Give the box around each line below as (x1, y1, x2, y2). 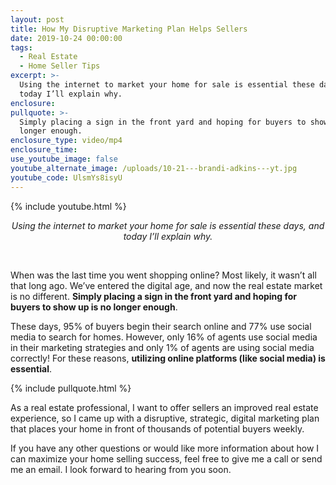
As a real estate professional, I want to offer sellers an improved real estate (10, 401, 319, 413)
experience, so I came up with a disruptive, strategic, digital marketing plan (10, 412, 320, 424)
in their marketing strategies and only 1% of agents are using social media (10, 341, 315, 353)
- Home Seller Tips (19, 61, 101, 71)
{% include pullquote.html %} (10, 382, 132, 394)
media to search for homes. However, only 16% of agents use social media (10, 331, 318, 343)
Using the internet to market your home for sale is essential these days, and (11, 219, 325, 231)
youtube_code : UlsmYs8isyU (10, 172, 123, 183)
